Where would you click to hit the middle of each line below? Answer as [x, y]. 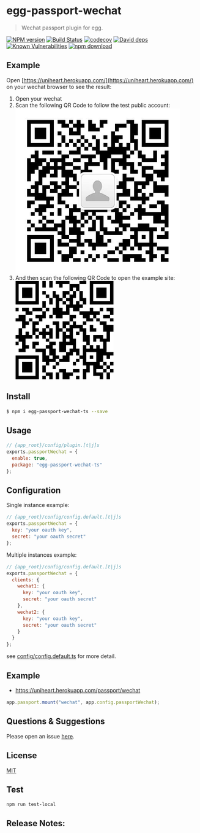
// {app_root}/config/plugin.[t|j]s [53, 446]
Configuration [34, 491]
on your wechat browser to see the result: [59, 87]
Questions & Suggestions [56, 722]
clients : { [26, 580]
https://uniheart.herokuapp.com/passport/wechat [78, 690]
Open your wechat [39, 98]
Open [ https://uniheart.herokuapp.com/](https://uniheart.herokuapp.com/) [100, 80]
